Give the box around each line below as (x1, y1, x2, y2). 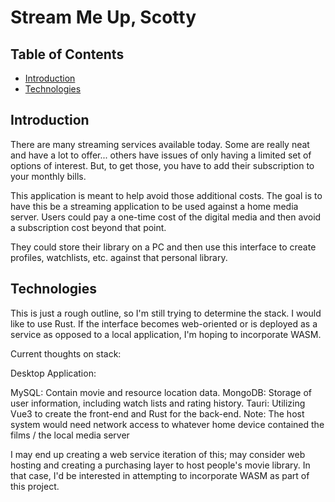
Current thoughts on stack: (10, 347, 122, 360)
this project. (10, 480, 60, 492)
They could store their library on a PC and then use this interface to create (10, 241, 317, 253)
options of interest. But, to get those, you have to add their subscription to (10, 159, 315, 171)
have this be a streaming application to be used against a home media (10, 200, 299, 212)
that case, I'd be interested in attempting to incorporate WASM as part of (10, 469, 310, 481)
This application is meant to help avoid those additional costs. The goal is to (10, 189, 323, 201)
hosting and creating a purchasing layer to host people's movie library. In (10, 459, 311, 471)
